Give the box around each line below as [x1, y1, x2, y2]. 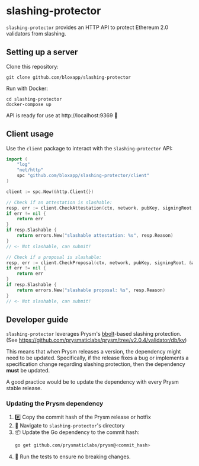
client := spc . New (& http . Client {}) [6, 188, 94, 195]
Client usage [6, 129, 54, 139]
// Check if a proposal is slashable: [6, 254, 102, 260]
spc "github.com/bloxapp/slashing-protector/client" [17, 173, 150, 179]
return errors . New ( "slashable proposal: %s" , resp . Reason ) [17, 287, 166, 293]
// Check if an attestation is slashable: [6, 200, 113, 205]
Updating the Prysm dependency [6, 400, 104, 408]
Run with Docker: [6, 85, 49, 92]
